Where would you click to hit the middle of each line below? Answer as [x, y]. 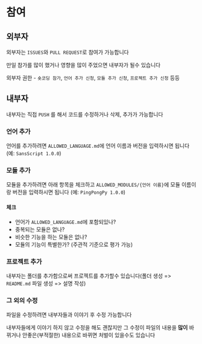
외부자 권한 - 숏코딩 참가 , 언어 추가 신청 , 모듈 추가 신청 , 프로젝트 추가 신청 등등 [93, 78]
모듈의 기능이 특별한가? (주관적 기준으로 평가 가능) [74, 244]
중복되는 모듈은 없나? [40, 229]
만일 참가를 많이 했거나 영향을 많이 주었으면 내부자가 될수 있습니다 [84, 65]
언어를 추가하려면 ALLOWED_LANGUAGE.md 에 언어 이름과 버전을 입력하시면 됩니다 [98, 146]
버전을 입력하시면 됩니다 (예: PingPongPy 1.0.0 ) [69, 192]
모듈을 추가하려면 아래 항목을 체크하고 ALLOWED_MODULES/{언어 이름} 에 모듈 [93, 185]
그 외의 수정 [22, 301]
